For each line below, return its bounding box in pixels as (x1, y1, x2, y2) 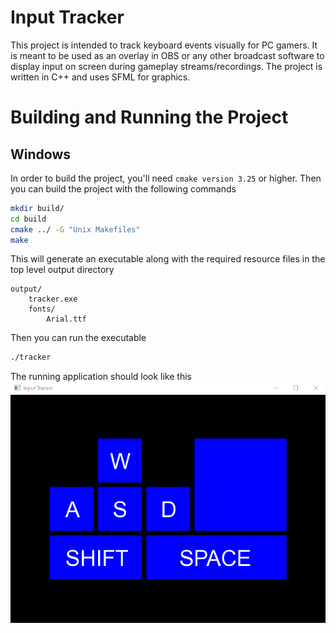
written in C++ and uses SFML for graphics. (10, 71, 191, 83)
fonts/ (28, 304, 56, 315)
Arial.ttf (46, 314, 87, 325)
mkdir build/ (10, 203, 65, 213)
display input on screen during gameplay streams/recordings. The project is (10, 60, 323, 72)
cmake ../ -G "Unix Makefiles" (10, 224, 141, 235)
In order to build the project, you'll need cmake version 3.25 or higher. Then (10, 172, 322, 184)
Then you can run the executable (10, 332, 147, 344)
